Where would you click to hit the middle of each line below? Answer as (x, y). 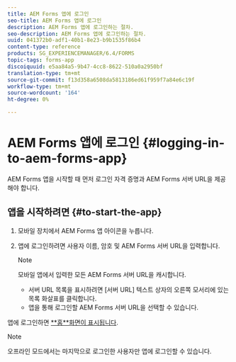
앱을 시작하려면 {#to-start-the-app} (85, 212)
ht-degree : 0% (28, 100)
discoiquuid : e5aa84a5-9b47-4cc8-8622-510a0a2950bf (85, 67)
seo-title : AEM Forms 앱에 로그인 (55, 21)
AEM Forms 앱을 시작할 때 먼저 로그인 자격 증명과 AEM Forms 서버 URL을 (110, 179)
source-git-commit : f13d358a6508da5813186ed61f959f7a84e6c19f (101, 80)
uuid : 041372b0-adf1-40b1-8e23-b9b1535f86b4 (74, 40)
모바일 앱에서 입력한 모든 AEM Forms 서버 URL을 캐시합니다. (102, 274)
